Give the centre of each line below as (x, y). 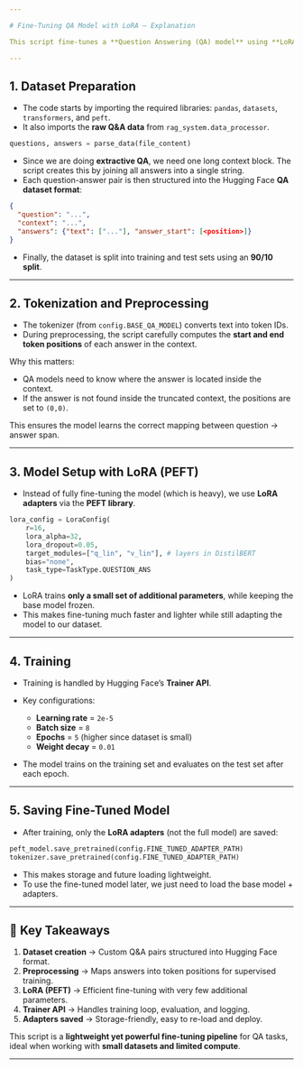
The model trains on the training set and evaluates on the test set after (153, 764)
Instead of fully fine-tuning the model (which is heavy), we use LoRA (150, 493)
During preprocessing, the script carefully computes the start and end (153, 335)
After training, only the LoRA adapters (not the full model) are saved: (150, 832)
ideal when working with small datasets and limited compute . (125, 1046)
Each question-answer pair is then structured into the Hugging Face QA (156, 180)
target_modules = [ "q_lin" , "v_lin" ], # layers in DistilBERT (141, 553)
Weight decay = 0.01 (75, 746)
